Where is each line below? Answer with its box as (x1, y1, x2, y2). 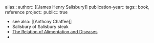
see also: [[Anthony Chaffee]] (12, 19, 72, 24)
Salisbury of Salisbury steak (12, 24, 69, 29)
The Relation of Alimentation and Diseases (12, 29, 98, 34)
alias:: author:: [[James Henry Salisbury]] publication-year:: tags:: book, (5, 4, 150, 10)
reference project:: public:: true (5, 9, 68, 15)
